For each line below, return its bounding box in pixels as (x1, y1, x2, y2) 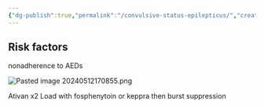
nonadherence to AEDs (8, 61, 83, 70)
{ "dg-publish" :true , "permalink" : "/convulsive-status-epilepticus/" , (8, 11, 237, 20)
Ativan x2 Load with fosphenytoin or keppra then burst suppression (8, 92, 226, 101)
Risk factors (8, 41, 68, 54)
